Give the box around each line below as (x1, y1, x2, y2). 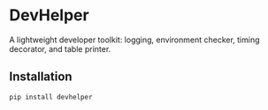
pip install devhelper (9, 92, 93, 101)
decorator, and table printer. (9, 43, 111, 54)
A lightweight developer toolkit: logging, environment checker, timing (9, 34, 260, 45)
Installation (9, 70, 73, 84)
